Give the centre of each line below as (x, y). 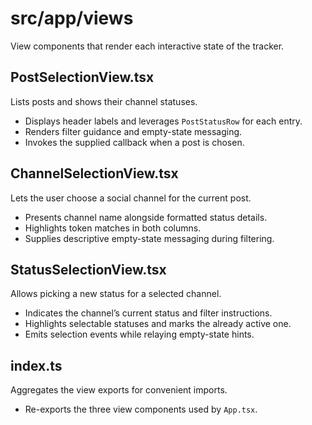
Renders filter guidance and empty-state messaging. (133, 131)
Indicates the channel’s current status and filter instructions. (148, 313)
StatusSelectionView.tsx (88, 269)
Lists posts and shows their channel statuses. (104, 101)
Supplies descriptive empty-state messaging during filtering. (149, 238)
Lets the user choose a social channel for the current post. (131, 198)
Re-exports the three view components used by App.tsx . (141, 409)
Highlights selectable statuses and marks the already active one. (158, 324)
